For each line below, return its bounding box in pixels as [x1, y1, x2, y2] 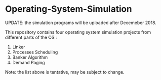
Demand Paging [12, 59, 45, 65]
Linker [12, 44, 26, 50]
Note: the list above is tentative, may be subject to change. [5, 69, 124, 75]
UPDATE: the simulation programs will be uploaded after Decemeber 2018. [5, 20, 157, 26]
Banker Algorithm [12, 54, 48, 60]
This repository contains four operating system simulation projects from [5, 29, 151, 35]
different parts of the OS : [5, 34, 57, 40]
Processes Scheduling [12, 49, 58, 55]
